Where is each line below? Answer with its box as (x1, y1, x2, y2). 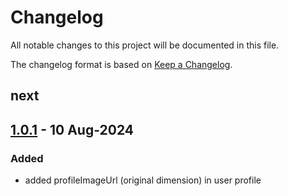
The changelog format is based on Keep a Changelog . (10, 58, 233, 70)
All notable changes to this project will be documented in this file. (10, 39, 280, 51)
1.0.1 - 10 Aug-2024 (10, 121, 135, 138)
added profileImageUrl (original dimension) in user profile (24, 174, 262, 186)
